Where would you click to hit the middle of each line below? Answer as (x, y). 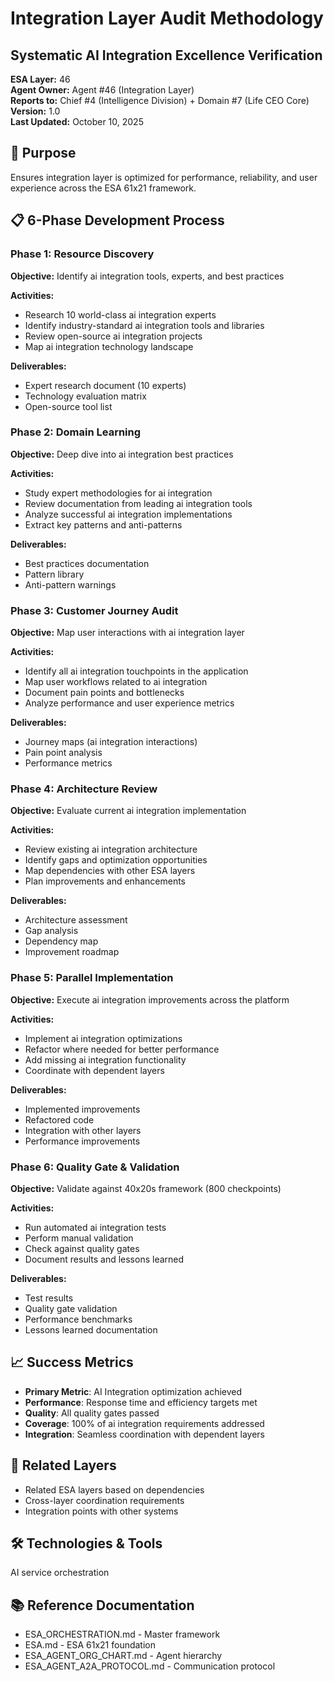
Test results (49, 1298)
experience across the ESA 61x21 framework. (103, 188)
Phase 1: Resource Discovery (82, 254)
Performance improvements (82, 1141)
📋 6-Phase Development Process (117, 220)
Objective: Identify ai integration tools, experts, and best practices (147, 276)
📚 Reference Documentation (102, 1605)
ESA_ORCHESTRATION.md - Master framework (122, 1634)
